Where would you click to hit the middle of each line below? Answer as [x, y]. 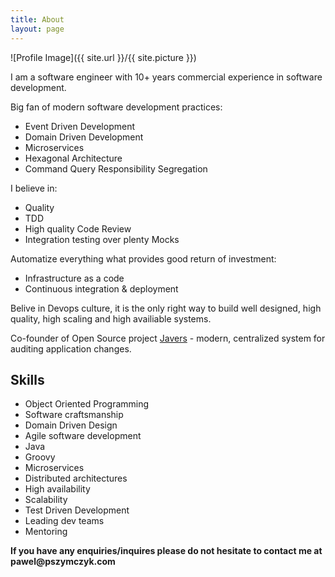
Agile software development [83, 436]
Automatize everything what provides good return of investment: [143, 258]
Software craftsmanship [74, 415]
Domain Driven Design [71, 425]
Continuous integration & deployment [101, 288]
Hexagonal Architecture [73, 158]
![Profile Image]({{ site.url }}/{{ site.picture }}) [103, 57]
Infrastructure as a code [74, 278]
